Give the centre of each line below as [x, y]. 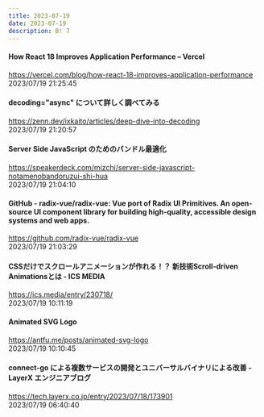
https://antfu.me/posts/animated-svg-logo [78, 340]
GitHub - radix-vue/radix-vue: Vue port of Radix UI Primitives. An [120, 203]
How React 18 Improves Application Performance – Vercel [107, 56]
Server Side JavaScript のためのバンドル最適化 [87, 149]
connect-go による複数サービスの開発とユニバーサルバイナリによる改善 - [130, 368]
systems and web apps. [49, 220]
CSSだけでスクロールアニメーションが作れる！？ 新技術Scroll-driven [124, 266]
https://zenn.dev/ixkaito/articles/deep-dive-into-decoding [104, 121]
